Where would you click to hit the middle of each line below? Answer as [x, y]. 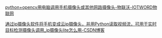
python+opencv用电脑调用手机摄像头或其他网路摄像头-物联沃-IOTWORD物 [81, 7]
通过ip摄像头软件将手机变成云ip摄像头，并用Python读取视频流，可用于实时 [81, 24]
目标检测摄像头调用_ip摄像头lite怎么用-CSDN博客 [55, 30]
